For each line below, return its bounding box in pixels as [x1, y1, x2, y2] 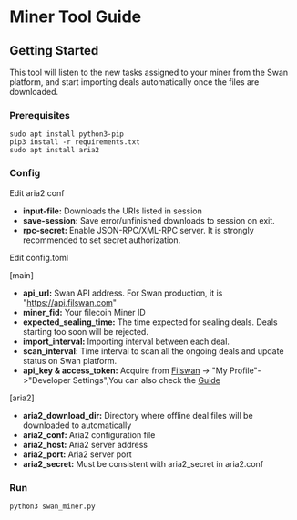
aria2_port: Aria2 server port [22, 449, 132, 460]
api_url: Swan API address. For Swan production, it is [22, 287, 223, 298]
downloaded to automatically [22, 420, 132, 431]
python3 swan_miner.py [9, 502, 96, 511]
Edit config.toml [9, 252, 69, 263]
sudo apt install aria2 [9, 146, 100, 155]
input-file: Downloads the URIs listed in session [22, 205, 202, 216]
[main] [9, 269, 34, 280]
